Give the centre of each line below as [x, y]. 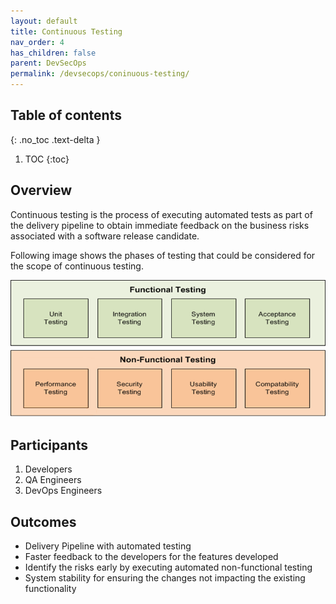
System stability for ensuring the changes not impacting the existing [165, 578]
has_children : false [53, 53]
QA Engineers [53, 480]
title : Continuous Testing [66, 31]
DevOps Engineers [63, 491]
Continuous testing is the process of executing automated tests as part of [161, 214]
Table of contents [66, 115]
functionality [50, 589]
